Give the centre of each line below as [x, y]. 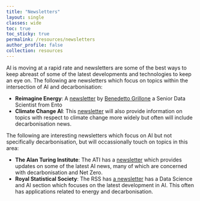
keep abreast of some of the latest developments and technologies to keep [99, 74]
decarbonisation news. [43, 124]
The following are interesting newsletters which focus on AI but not [89, 135]
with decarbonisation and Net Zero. [59, 172]
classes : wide [24, 23]
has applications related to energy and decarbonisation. [84, 191]
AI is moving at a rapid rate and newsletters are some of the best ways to [97, 68]
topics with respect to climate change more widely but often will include [104, 117]
